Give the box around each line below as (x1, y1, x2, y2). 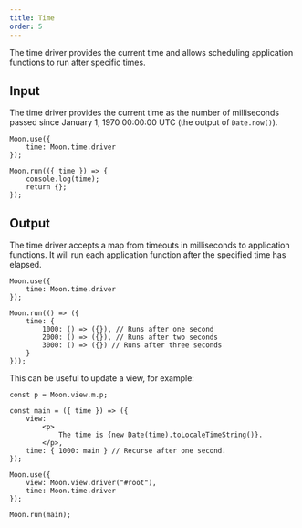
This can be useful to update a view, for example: (9, 373, 194, 384)
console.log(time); (26, 174, 100, 184)
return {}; (26, 183, 68, 192)
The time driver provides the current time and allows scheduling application (9, 47, 294, 58)
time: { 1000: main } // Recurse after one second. (26, 447, 226, 456)
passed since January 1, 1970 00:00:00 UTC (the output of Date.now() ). (9, 117, 278, 128)
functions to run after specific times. (9, 57, 146, 68)
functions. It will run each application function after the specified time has (9, 249, 286, 260)
